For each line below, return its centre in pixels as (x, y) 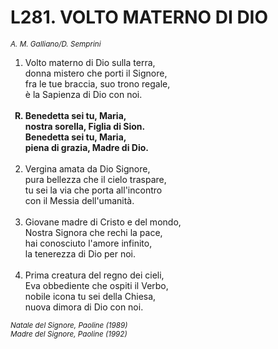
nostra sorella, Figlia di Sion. (85, 126)
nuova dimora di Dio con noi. (84, 307)
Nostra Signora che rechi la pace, (93, 232)
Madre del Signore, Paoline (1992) (69, 334)
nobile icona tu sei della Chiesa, (90, 296)
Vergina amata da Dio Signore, (87, 168)
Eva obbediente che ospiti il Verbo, (96, 285)
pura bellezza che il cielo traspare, (95, 179)
